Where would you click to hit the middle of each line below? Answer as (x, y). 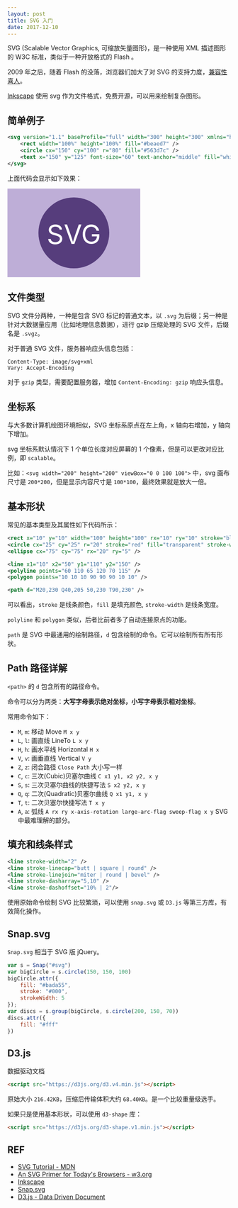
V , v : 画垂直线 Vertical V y (55, 758)
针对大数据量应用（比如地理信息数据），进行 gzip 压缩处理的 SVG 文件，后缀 (118, 325)
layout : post (27, 14)
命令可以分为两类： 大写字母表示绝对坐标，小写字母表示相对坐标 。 (103, 701)
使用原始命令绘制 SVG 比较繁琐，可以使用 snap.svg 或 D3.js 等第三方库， (114, 902)
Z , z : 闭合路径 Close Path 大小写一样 (70, 767)
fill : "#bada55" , (46, 985)
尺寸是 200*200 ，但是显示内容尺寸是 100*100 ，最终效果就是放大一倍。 (109, 482)
